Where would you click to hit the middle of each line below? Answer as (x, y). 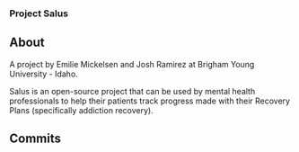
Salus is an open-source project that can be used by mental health (132, 91)
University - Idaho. (44, 74)
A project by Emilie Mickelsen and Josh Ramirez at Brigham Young (132, 64)
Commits (35, 139)
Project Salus (39, 13)
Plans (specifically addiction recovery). (82, 110)
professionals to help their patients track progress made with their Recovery (149, 101)
